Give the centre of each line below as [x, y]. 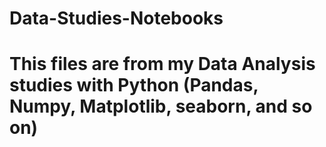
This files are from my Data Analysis [162, 64]
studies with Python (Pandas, [134, 85]
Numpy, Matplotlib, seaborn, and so [161, 106]
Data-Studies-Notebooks [116, 18]
